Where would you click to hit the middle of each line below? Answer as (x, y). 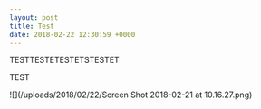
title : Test (32, 26)
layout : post (34, 18)
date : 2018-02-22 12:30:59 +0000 (72, 34)
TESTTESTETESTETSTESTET (64, 60)
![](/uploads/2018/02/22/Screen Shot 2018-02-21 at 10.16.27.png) (131, 95)
